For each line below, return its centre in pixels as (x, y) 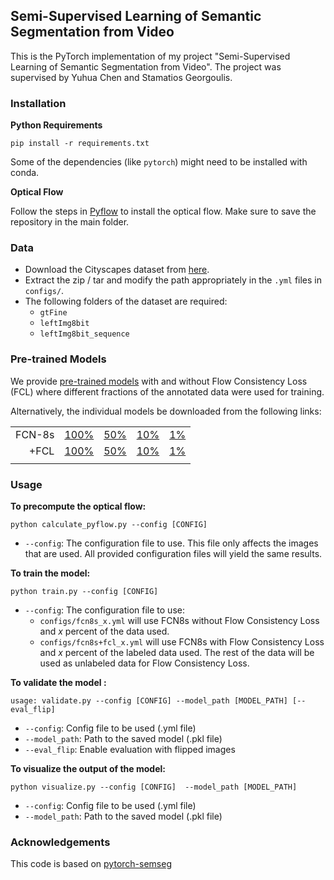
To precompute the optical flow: (78, 506)
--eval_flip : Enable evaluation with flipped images (130, 749)
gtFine (53, 313)
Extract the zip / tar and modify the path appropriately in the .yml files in (173, 280)
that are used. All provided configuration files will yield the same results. (173, 553)
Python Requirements (56, 125)
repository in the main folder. (70, 222)
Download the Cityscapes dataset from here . (117, 270)
